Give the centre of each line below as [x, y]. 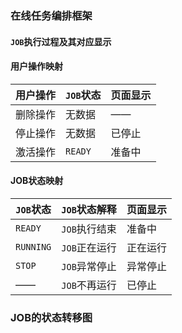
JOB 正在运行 [89, 247]
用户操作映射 [36, 66]
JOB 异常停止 [89, 266]
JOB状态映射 [37, 181]
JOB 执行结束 [89, 229]
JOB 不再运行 [89, 285]
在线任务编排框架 [51, 15]
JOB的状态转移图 [51, 317]
